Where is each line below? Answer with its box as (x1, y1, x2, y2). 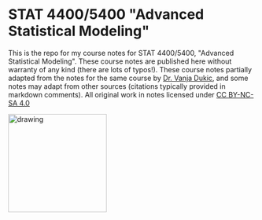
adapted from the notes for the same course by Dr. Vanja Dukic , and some (8, 73, 249, 82)
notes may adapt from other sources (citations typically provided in (8, 81, 226, 91)
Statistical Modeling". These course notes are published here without (8, 57, 232, 66)
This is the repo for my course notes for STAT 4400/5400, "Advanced (8, 48, 234, 57)
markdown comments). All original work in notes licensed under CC (8, 90, 227, 99)
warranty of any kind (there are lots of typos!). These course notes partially (8, 64, 253, 74)
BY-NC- (227, 90, 254, 99)
